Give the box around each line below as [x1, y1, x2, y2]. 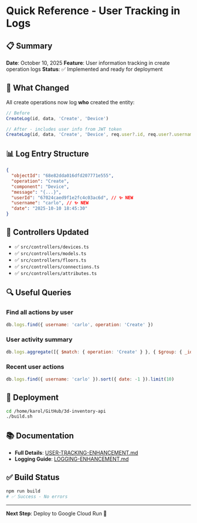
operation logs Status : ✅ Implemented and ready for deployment [6, 66, 163, 72]
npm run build [6, 488, 41, 494]
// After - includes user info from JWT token [6, 126, 122, 132]
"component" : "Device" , [11, 184, 69, 190]
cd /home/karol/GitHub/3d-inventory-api [6, 408, 107, 414]
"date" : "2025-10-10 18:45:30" [11, 206, 88, 211]
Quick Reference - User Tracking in [6, 4, 181, 18]
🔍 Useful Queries [6, 287, 72, 298]
